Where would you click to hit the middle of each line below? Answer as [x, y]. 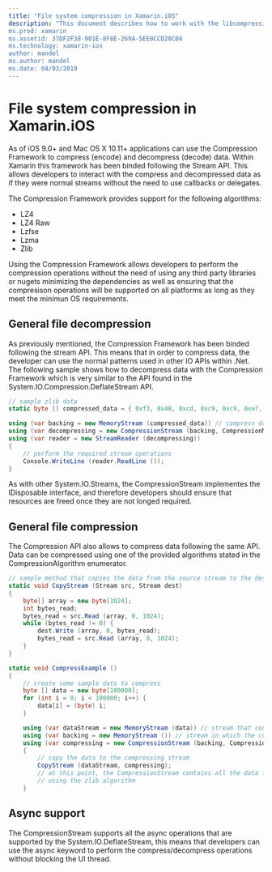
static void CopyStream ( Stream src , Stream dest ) [96, 586]
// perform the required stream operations [98, 453]
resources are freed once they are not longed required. [100, 501]
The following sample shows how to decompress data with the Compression [136, 369]
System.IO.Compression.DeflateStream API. [81, 386]
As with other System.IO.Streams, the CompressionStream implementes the [134, 484]
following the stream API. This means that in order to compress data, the [129, 352]
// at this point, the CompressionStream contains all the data [148, 773]
